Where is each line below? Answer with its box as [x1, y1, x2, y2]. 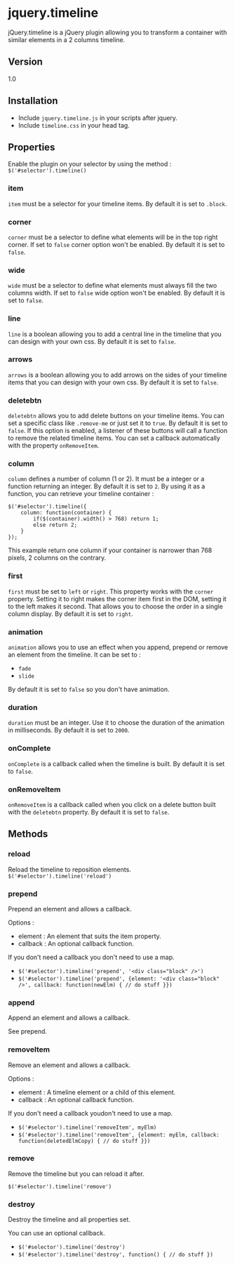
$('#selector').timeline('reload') [8, 872, 112, 880]
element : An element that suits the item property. [18, 932, 162, 940]
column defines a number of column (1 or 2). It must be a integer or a [8, 475, 205, 483]
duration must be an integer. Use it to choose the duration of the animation [8, 718, 225, 727]
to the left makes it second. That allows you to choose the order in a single [8, 602, 223, 610]
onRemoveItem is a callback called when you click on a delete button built [8, 800, 216, 808]
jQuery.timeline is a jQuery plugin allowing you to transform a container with [8, 28, 227, 36]
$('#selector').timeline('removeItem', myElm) [18, 1124, 157, 1131]
